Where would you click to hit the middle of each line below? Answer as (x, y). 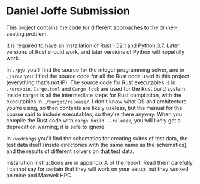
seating (16, 33)
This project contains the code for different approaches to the (82, 27)
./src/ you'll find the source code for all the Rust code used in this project (98, 76)
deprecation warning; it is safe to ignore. (56, 127)
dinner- (169, 27)
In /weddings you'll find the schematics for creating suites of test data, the (97, 138)
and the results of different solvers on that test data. (70, 151)
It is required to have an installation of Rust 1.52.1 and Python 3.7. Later (93, 45)
